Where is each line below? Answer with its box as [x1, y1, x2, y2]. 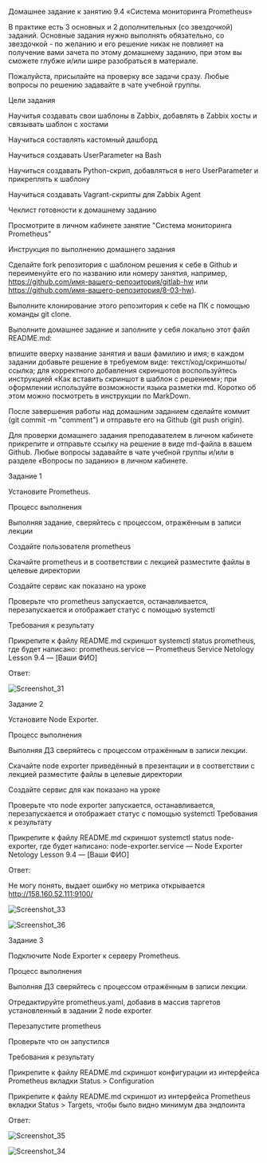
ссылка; [8, 366, 36, 375]
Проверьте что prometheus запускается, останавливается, [8, 597, 209, 605]
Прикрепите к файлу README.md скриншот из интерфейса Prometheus [8, 1092, 251, 1101]
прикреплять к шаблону [8, 175, 90, 183]
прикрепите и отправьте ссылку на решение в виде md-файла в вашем [8, 439, 253, 448]
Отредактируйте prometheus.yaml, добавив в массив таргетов [8, 997, 221, 1007]
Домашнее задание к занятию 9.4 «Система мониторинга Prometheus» [8, 7, 253, 16]
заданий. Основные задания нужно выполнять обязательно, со [8, 31, 225, 40]
